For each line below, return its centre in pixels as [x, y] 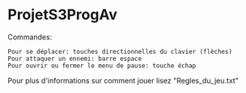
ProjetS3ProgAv [63, 15]
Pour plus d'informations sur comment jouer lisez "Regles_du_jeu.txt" [123, 80]
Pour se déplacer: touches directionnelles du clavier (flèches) [120, 51]
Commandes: [30, 37]
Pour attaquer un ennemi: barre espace [75, 59]
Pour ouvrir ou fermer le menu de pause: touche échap [102, 66]
